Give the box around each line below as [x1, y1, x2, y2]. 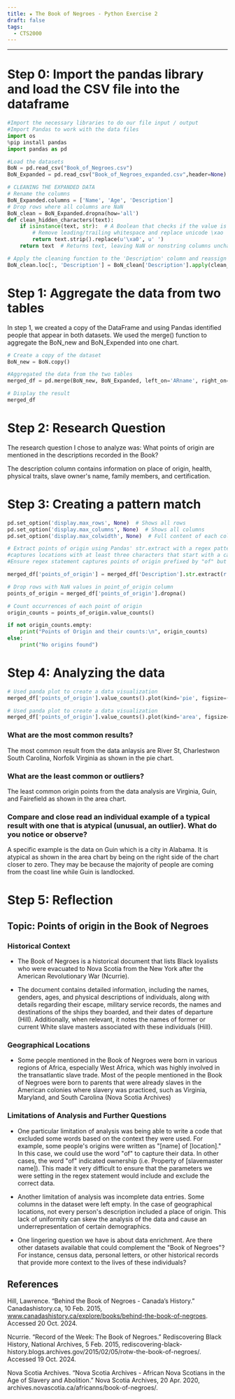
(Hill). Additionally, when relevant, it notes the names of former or [17, 1015, 206, 1024]
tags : [7, 23, 23, 30]
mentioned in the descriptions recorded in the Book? [7, 450, 159, 459]
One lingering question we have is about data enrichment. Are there [17, 1236, 213, 1244]
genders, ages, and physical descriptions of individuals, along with [17, 993, 210, 1002]
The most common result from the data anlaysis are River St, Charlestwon [7, 746, 220, 754]
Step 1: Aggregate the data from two [7, 285, 222, 301]
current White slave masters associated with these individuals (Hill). [17, 1023, 213, 1031]
